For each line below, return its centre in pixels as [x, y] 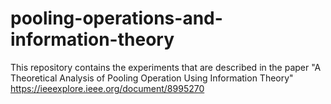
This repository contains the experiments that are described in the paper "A [166, 67]
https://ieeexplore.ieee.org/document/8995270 [107, 88]
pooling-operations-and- [116, 18]
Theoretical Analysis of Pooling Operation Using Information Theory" [152, 78]
